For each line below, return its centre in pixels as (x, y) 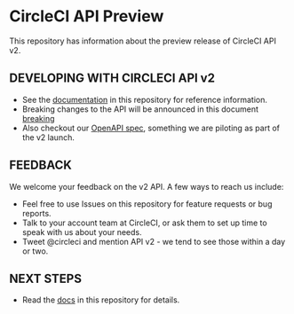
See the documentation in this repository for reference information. (145, 99)
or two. (35, 251)
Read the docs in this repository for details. (101, 300)
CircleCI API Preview (87, 16)
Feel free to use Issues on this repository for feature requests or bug (147, 204)
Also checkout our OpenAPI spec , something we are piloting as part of (151, 128)
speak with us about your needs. (82, 232)
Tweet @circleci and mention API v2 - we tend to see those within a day (154, 241)
